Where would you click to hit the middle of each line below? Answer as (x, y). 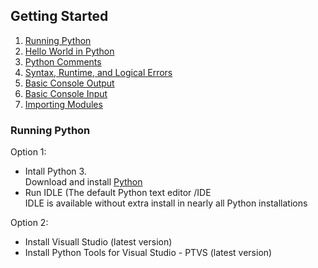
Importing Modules (63, 104)
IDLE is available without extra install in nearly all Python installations (166, 203)
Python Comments (63, 61)
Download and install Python (83, 182)
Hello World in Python (69, 51)
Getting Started (59, 16)
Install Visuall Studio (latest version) (98, 242)
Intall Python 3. (55, 171)
